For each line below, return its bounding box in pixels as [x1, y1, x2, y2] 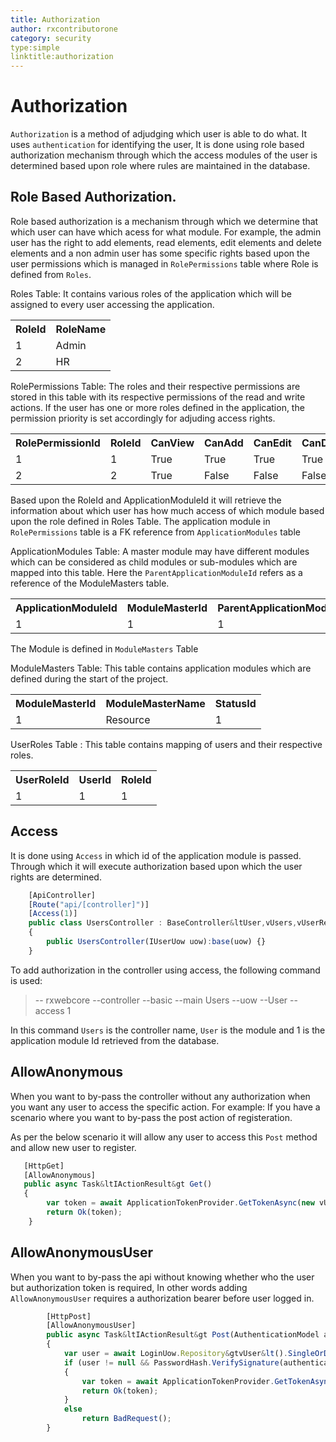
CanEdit [253, 436, 292, 450]
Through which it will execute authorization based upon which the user [10, 860, 303, 872]
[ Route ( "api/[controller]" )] [28, 899, 150, 910]
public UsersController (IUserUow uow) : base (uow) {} [46, 937, 267, 947]
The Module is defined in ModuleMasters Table [10, 642, 199, 655]
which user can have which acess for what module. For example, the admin [10, 226, 322, 238]
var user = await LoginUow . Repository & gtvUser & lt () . [63, 1349, 288, 1359]
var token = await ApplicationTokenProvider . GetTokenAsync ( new [46, 1198, 315, 1208]
